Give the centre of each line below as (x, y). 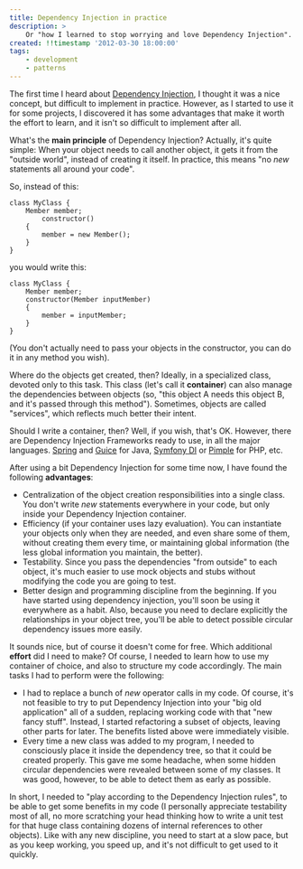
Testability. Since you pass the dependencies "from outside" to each (150, 562)
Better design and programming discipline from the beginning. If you (149, 590)
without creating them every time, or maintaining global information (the (156, 542)
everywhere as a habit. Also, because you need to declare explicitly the (155, 610)
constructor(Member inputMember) (88, 299)
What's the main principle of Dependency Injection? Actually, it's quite (141, 140)
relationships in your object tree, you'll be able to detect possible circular (157, 619)
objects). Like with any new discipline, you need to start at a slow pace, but (149, 835)
